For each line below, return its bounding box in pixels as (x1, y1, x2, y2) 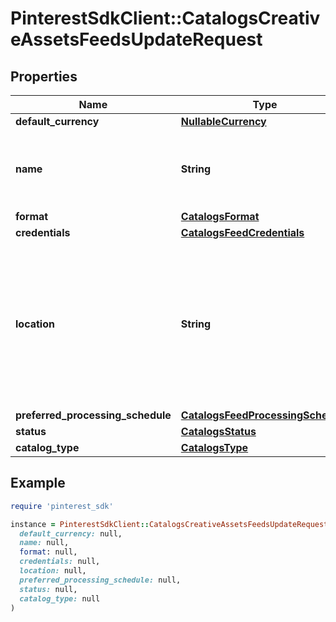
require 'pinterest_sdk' (10, 501, 114, 511)
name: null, (19, 538, 70, 548)
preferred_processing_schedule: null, (19, 575, 182, 585)
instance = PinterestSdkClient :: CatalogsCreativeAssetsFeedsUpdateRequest (10, 519, 329, 529)
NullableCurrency (180, 115, 267, 128)
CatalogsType (180, 441, 249, 454)
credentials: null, (19, 557, 101, 567)
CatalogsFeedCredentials (180, 226, 305, 239)
